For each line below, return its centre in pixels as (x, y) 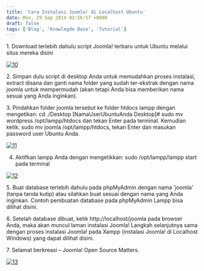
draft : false (23, 23)
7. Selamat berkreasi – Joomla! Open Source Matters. (73, 250)
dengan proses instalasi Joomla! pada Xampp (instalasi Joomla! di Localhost (102, 232)
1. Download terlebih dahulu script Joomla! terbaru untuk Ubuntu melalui (97, 46)
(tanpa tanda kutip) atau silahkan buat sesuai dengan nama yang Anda (95, 194)
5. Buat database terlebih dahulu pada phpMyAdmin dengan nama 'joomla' (100, 187)
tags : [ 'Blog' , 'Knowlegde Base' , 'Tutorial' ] (66, 29)
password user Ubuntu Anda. (43, 134)
